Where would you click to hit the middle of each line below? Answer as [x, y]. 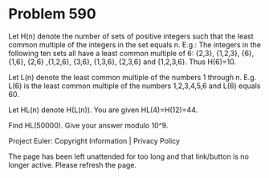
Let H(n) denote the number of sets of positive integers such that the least [131, 36]
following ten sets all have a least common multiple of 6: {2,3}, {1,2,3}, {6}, [131, 53]
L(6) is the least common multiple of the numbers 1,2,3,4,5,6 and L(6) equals [134, 86]
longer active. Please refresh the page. [73, 164]
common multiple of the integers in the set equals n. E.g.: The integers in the [134, 44]
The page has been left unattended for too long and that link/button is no [128, 156]
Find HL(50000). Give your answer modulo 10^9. [88, 125]
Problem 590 [52, 14]
